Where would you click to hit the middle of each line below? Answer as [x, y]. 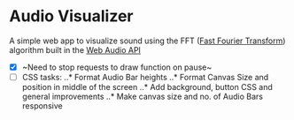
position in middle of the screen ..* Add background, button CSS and [147, 87]
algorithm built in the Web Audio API [75, 49]
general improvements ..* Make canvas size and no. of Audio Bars [143, 97]
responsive [43, 106]
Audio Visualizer [71, 16]
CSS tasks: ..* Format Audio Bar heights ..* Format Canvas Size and [145, 77]
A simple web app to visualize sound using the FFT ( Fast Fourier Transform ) [147, 41]
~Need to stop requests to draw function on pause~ [117, 67]
